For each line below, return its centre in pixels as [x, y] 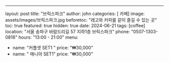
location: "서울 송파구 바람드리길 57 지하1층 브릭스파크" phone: [68, 32]
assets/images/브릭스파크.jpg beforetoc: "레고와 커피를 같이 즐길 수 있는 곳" [81, 20]
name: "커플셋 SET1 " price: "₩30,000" [53, 48]
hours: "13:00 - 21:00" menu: [49, 37]
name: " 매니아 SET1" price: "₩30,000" [53, 54]
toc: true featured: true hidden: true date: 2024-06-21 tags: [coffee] [75, 25]
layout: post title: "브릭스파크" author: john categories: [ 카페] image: [75, 14]
